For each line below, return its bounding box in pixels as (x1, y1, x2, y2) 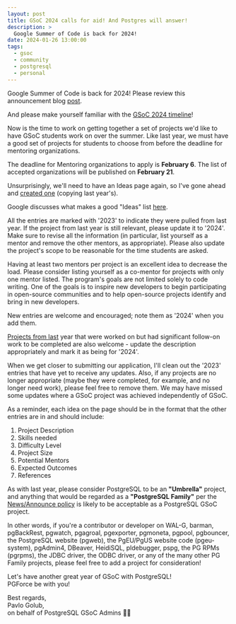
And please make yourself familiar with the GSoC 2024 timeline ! (7, 110, 194, 119)
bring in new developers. (7, 298, 80, 306)
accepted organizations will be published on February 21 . (7, 167, 175, 176)
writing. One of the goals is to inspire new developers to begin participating (7, 282, 227, 290)
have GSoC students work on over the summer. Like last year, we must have (7, 131, 229, 140)
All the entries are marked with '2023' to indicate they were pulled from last (7, 216, 228, 225)
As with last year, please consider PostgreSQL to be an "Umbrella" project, (7, 485, 227, 493)
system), (7, 543, 33, 552)
